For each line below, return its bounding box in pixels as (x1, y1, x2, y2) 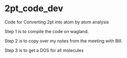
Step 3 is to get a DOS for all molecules (4, 47, 84, 53)
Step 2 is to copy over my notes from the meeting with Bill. (4, 38, 123, 44)
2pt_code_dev (4, 3, 63, 14)
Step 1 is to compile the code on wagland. (4, 28, 89, 34)
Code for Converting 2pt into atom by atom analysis (4, 19, 109, 25)
